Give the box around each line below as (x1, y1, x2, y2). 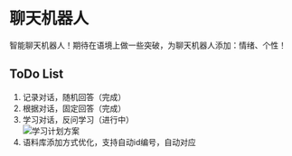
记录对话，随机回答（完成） (22, 91, 127, 102)
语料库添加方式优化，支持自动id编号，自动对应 (22, 136, 196, 147)
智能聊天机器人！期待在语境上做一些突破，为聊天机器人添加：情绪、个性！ (9, 40, 287, 50)
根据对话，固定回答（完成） (22, 103, 127, 114)
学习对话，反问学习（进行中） (22, 114, 134, 124)
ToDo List (9, 67, 64, 82)
